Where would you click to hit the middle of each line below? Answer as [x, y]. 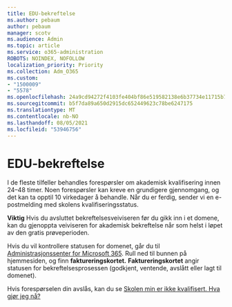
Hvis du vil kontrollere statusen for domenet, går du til [84, 246]
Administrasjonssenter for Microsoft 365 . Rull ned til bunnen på [97, 254]
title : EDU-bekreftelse [41, 13]
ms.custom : [23, 78]
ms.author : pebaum [33, 20]
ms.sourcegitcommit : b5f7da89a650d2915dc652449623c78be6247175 [100, 104]
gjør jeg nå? [24, 296]
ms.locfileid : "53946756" [44, 129]
